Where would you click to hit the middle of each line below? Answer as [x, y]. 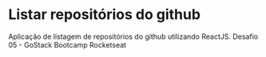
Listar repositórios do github [105, 15]
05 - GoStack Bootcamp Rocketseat [67, 44]
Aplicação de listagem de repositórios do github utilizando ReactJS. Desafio [133, 36]
